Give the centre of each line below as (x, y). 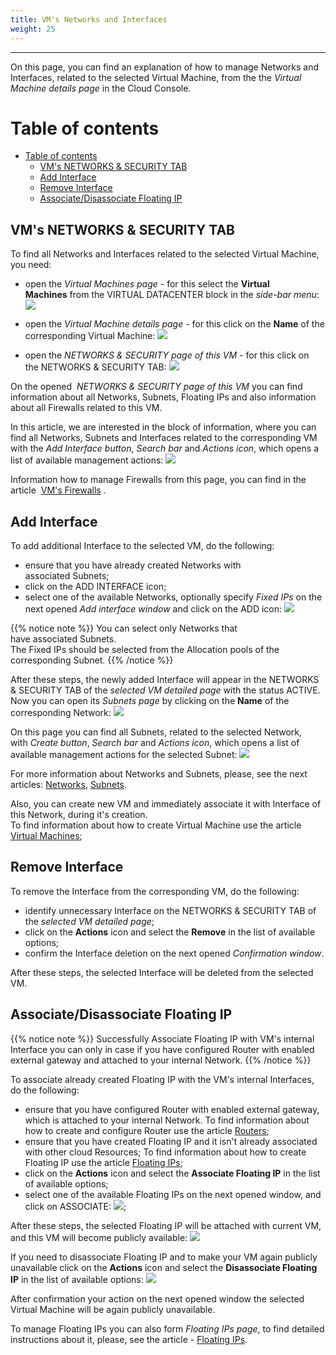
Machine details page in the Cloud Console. (101, 88)
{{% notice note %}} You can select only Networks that (124, 628)
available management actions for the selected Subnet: (124, 755)
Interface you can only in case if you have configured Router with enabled (162, 1049)
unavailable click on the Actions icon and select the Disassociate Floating (164, 1267)
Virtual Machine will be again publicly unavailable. (113, 1309)
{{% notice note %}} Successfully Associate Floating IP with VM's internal (162, 1038)
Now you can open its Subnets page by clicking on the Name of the (150, 701)
